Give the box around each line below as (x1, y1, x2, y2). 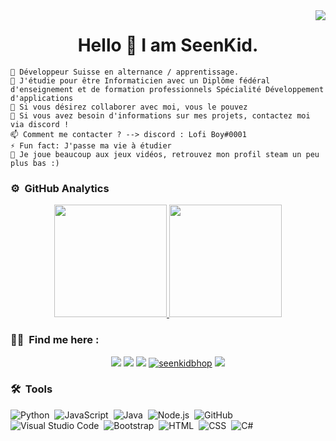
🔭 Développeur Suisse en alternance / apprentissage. (10, 67, 240, 77)
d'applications (10, 93, 74, 103)
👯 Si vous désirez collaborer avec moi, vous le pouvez (10, 102, 248, 112)
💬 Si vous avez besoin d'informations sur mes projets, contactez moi (10, 110, 311, 121)
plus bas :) (10, 158, 60, 168)
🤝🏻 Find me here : (10, 333, 100, 347)
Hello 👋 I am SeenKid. (77, 34, 259, 57)
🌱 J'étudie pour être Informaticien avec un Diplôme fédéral (10, 75, 271, 86)
